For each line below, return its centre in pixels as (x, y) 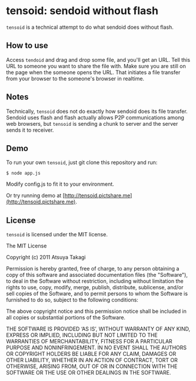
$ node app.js (24, 173)
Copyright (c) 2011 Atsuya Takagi (46, 258)
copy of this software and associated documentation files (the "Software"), (97, 275)
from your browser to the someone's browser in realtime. (75, 78)
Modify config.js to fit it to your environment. (60, 184)
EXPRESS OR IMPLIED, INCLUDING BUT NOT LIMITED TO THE (82, 335)
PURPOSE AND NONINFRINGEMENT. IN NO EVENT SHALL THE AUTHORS (97, 347)
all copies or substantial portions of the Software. (66, 317)
